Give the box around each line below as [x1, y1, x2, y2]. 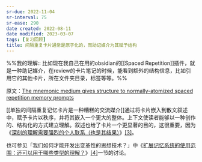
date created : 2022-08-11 [6, 25, 71, 32]
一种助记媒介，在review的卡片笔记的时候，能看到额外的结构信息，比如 [11, 67, 186, 74]
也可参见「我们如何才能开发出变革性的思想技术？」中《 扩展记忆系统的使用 [6, 142, 191, 149]
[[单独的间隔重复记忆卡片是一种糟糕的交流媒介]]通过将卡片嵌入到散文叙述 [6, 106, 188, 113]
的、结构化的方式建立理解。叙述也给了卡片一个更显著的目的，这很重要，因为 [6, 121, 196, 128]
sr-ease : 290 [6, 20, 39, 26]
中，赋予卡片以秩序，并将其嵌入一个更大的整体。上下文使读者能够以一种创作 [6, 113, 196, 121]
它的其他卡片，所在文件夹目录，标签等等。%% [11, 74, 127, 82]
